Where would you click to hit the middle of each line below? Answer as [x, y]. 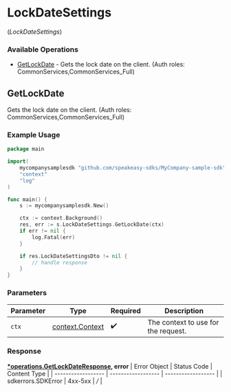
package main [26, 149]
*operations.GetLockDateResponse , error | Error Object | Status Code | [110, 366]
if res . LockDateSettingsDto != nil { [74, 256]
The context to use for [183, 322]
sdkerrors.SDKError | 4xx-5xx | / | [55, 381]
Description [184, 310]
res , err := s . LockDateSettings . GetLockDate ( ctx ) [92, 224]
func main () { [27, 199]
